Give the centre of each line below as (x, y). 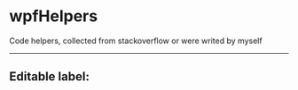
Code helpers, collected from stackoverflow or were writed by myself (136, 41)
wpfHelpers (54, 16)
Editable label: (50, 77)
